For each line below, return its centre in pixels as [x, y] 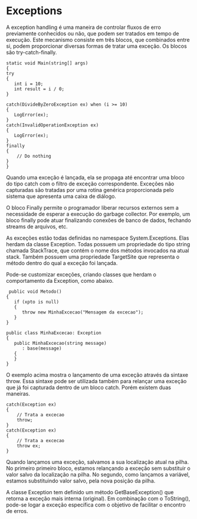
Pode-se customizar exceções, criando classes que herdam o [81, 274]
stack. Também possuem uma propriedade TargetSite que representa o [93, 257]
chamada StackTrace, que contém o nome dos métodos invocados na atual [98, 250]
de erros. [17, 511]
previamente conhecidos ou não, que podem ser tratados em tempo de [93, 33]
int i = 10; [29, 84]
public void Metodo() [35, 291]
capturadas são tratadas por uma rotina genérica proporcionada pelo [90, 190]
